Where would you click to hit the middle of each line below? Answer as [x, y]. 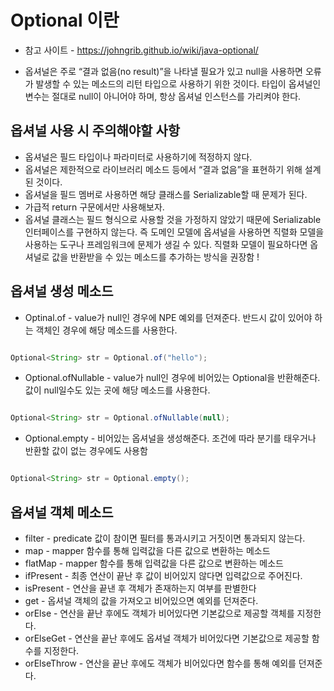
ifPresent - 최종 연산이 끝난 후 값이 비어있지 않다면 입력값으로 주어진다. [163, 575]
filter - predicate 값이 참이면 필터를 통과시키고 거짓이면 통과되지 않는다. [165, 538]
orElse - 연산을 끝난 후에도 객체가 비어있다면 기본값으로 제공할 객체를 [159, 613]
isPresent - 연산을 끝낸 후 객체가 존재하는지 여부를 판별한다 [140, 588]
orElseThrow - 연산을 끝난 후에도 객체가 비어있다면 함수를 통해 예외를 [160, 663]
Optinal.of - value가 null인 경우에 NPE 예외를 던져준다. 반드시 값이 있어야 [168, 317]
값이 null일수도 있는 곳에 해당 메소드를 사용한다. [117, 390]
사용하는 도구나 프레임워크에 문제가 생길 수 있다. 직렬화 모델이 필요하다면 [166, 244]
